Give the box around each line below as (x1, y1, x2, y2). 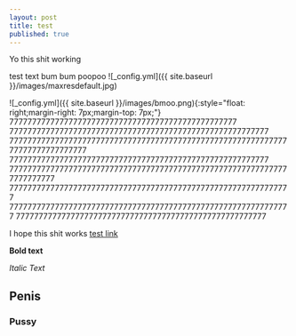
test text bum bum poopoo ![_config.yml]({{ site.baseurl (9, 71, 213, 82)
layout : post (9, 12, 58, 22)
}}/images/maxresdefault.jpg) (9, 81, 117, 92)
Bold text (9, 245, 44, 256)
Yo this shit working (9, 54, 82, 65)
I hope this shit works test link (9, 228, 118, 239)
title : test (9, 21, 53, 30)
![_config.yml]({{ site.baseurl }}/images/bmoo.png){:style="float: (9, 98, 246, 108)
